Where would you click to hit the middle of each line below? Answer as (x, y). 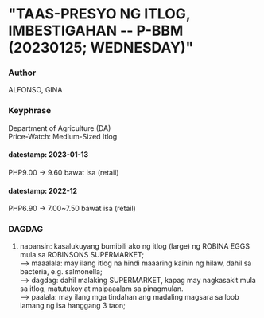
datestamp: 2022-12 (43, 190)
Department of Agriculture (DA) (60, 128)
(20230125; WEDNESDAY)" (101, 48)
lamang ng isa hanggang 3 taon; (72, 306)
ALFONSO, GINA (35, 90)
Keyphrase (30, 111)
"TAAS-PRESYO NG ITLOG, (99, 14)
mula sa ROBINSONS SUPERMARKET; (82, 255)
